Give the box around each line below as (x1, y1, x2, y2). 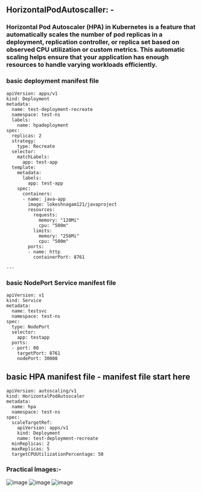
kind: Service (6, 297, 42, 303)
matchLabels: (17, 154, 50, 160)
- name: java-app (22, 196, 66, 202)
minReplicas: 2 (11, 440, 50, 447)
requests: (33, 212, 58, 218)
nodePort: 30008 (17, 355, 58, 361)
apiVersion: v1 (6, 292, 45, 298)
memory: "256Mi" (38, 233, 80, 239)
